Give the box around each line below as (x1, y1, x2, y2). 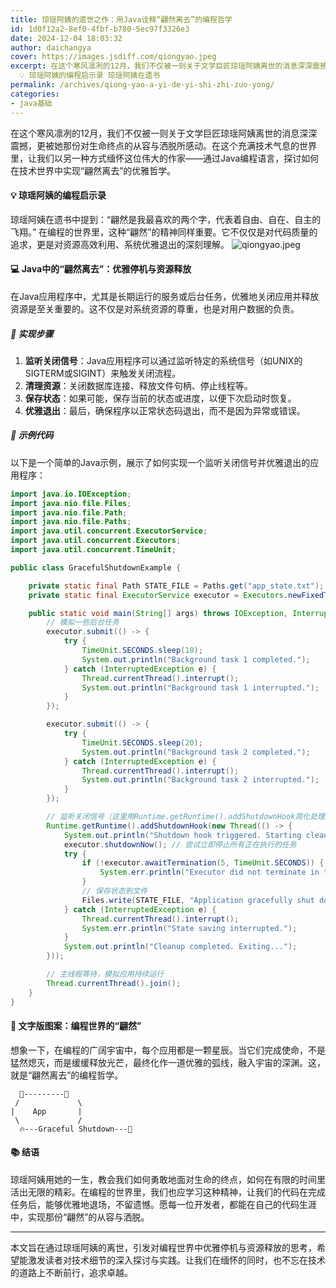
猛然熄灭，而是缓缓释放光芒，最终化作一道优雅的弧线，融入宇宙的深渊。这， (10, 1056, 326, 1068)
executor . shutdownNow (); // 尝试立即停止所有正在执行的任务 (63, 839, 297, 850)
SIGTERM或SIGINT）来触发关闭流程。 (24, 367, 182, 379)
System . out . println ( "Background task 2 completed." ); (81, 747, 311, 757)
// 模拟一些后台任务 (46, 617, 120, 628)
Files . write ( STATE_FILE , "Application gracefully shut (81, 895, 315, 905)
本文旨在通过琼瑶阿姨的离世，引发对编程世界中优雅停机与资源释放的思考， (10, 1242, 317, 1253)
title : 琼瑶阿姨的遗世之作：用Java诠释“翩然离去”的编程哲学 (10, 14, 233, 25)
